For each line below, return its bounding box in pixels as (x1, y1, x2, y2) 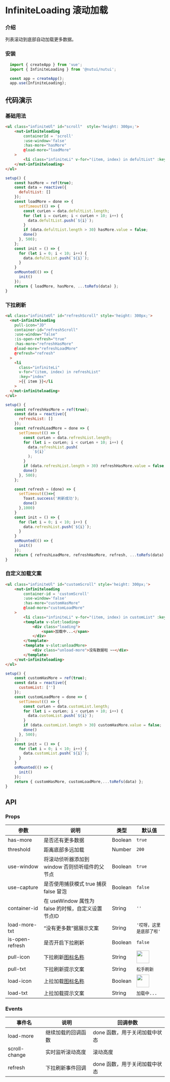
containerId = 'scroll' (23, 134, 73, 139)
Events (5, 1005, 23, 1012)
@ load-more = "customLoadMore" (23, 605, 85, 611)
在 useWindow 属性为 (44, 897, 95, 904)
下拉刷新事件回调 (45, 1064, 87, 1071)
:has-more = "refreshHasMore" (14, 341, 73, 347)
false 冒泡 (44, 888, 67, 895)
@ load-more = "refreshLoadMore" (14, 346, 78, 352)
